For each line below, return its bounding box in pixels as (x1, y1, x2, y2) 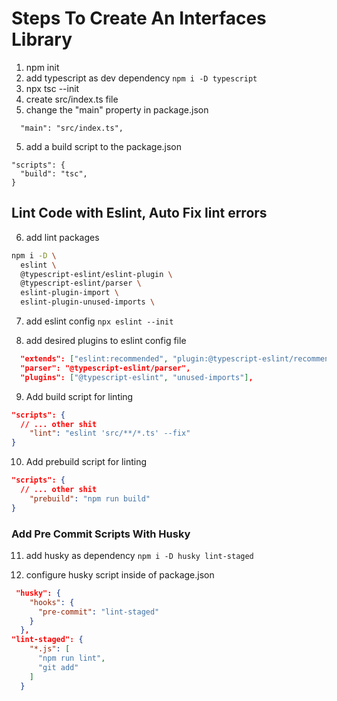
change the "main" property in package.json (25, 103, 209, 116)
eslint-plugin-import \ (20, 288, 119, 298)
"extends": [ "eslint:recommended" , (20, 354, 169, 364)
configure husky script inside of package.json (25, 568, 215, 581)
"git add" (37, 662, 79, 672)
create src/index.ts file (25, 93, 119, 105)
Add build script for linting (25, 390, 134, 402)
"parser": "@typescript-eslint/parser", (20, 363, 191, 373)
